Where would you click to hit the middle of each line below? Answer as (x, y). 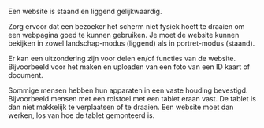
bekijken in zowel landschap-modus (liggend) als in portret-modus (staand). (132, 43)
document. (26, 75)
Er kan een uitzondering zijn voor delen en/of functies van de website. (122, 59)
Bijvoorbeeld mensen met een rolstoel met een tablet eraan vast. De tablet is (132, 99)
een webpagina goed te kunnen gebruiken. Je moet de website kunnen (124, 35)
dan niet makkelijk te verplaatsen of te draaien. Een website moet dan (121, 107)
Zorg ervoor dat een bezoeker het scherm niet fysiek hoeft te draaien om (126, 26)
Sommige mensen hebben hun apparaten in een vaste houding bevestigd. (128, 90)
